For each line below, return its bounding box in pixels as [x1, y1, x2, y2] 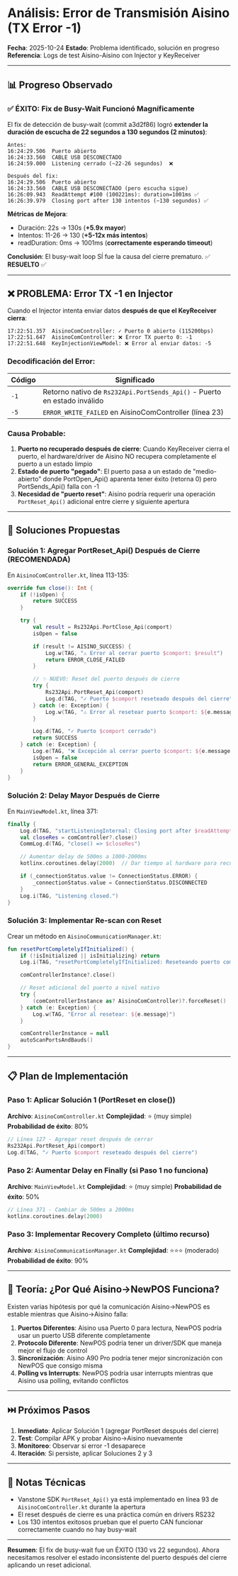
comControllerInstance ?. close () [20, 971, 115, 979]
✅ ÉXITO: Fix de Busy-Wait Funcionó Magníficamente [7, 104, 195, 114]
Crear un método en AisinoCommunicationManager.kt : [7, 932, 161, 940]
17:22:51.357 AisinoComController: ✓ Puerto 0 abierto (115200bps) [7, 328, 214, 335]
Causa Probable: [7, 428, 66, 438]
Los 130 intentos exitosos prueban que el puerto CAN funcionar [17, 1518, 203, 1526]
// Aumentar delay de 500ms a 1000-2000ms [20, 853, 147, 861]
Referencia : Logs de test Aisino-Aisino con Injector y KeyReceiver [7, 51, 200, 60]
